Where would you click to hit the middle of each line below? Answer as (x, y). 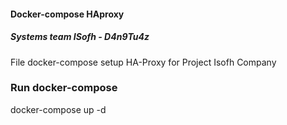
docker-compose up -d (58, 109)
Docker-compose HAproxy (67, 14)
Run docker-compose (64, 88)
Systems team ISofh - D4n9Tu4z (80, 37)
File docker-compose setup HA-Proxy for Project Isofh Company (143, 62)
